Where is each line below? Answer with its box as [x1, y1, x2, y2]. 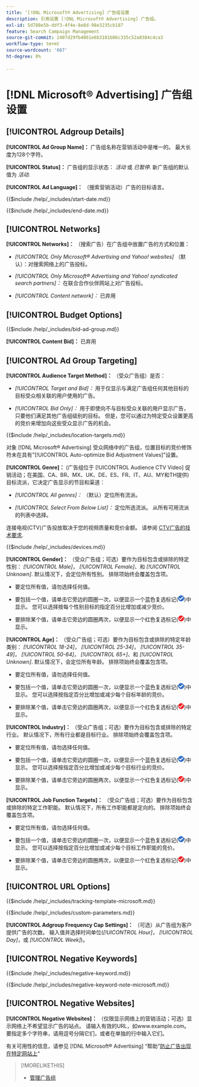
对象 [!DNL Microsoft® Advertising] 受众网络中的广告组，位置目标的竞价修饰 [6, 444, 192, 451]
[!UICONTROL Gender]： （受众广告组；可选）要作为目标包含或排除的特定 [6, 556, 189, 563]
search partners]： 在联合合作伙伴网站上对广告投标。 [14, 279, 147, 287]
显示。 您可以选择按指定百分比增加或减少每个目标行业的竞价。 [14, 764, 168, 771]
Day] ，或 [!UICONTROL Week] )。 [6, 936, 88, 943]
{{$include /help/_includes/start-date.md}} [6, 195, 111, 202]
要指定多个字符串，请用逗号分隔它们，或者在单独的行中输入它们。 [6, 1029, 168, 1037]
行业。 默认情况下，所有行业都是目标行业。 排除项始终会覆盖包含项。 [6, 731, 176, 739]
